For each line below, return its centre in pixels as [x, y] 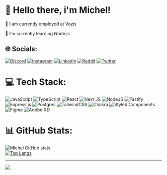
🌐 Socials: [21, 49]
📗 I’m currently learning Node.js [38, 33]
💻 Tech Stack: [36, 82]
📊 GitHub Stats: [39, 130]
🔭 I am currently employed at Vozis [41, 24]
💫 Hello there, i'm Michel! [58, 10]
